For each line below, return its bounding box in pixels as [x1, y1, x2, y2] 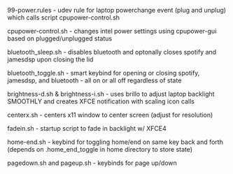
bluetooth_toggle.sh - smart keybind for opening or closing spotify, [7, 69, 200, 77]
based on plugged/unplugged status [7, 34, 113, 43]
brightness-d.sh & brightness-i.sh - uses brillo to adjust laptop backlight [7, 90, 215, 98]
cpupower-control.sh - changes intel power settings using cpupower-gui [7, 27, 217, 35]
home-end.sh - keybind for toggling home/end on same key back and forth [7, 138, 224, 146]
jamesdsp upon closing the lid [7, 55, 94, 64]
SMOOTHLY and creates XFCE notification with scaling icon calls [7, 97, 195, 106]
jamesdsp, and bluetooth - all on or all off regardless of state [7, 76, 182, 85]
